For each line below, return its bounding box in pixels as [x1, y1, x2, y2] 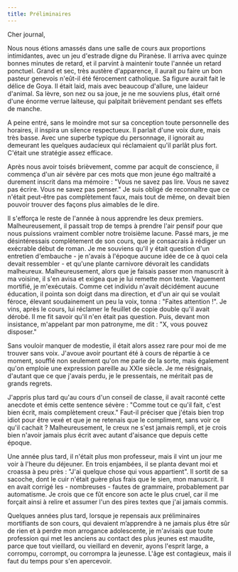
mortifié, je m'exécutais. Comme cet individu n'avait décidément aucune [7, 282, 219, 291]
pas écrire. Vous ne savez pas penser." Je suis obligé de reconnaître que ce [7, 184, 229, 193]
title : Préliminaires [7, 10, 72, 18]
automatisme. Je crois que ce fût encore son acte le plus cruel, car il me [7, 489, 219, 499]
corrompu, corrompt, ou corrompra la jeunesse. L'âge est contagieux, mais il [7, 549, 232, 558]
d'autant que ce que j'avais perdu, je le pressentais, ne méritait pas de [7, 371, 213, 380]
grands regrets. [7, 379, 53, 388]
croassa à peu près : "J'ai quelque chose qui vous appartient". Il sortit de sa [7, 467, 229, 476]
